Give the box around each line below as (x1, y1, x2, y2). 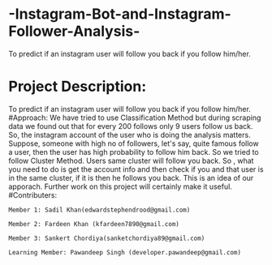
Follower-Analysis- (8, 22, 140, 41)
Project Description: (8, 78, 147, 96)
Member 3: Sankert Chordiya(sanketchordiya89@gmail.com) (8, 234, 205, 242)
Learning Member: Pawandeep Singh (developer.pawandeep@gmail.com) (8, 248, 242, 256)
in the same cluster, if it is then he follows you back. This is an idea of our (8, 173, 254, 182)
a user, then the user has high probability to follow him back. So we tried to (8, 147, 259, 156)
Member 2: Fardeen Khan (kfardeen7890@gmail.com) (8, 220, 180, 228)
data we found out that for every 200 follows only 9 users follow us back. (8, 121, 253, 130)
